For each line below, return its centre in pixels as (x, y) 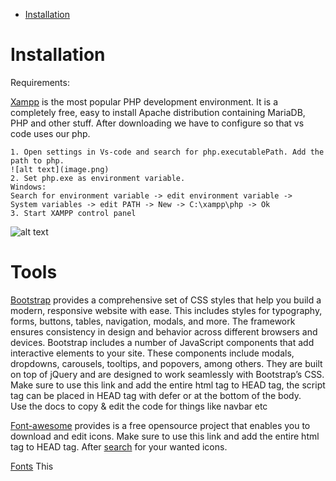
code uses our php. (50, 133)
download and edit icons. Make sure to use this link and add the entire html (165, 436)
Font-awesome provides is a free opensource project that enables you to (160, 425)
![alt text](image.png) (60, 169)
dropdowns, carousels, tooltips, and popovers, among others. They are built (166, 363)
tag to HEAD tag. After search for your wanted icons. (119, 446)
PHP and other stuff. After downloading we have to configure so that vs (157, 123)
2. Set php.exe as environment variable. (98, 178)
